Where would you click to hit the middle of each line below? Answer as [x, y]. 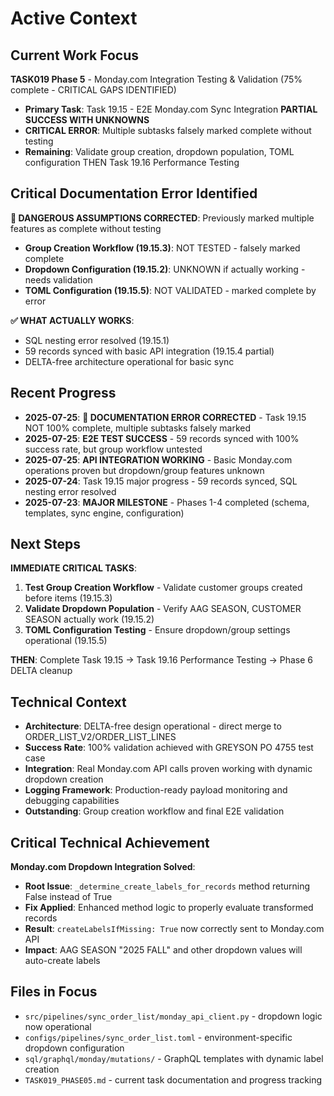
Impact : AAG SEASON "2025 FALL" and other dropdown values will [163, 950]
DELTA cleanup [41, 671]
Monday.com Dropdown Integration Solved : [103, 867]
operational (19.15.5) [66, 641]
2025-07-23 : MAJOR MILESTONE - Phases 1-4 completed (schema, [167, 502]
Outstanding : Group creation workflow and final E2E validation [154, 811]
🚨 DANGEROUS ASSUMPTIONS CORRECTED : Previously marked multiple [162, 218]
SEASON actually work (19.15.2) [89, 619]
